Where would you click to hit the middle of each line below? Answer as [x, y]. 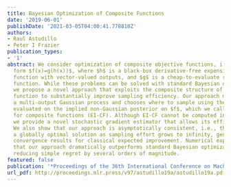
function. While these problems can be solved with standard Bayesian [117, 84]
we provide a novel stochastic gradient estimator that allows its [112, 122]
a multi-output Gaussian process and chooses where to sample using [113, 103]
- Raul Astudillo [32, 39]
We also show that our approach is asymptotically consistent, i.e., [115, 128]
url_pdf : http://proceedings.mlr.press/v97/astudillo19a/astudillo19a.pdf [117, 173]
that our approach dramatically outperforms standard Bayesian [106, 147]
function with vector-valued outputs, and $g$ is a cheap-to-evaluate [117, 77]
